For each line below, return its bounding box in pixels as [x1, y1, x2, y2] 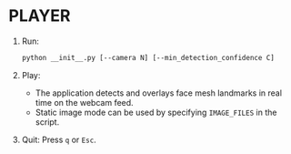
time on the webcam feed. [35, 97, 134, 108]
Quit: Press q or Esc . [21, 134, 96, 145]
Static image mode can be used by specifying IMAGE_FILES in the [35, 107, 277, 118]
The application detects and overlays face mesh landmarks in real [35, 87, 283, 98]
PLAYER [8, 5, 71, 26]
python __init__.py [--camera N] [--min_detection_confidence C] [21, 53, 275, 62]
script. [35, 116, 60, 128]
